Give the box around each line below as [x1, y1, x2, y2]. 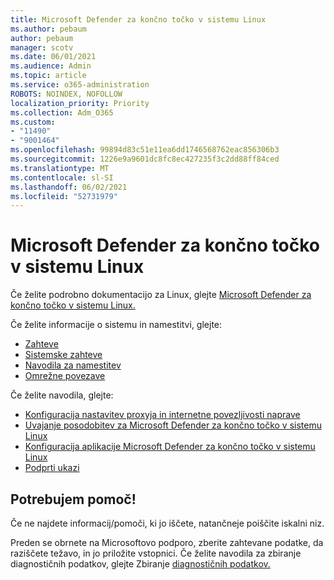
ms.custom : [10, 117, 56, 127]
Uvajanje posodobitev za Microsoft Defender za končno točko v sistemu [24, 419, 322, 431]
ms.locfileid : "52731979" [10, 191, 118, 201]
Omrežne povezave [24, 370, 106, 382]
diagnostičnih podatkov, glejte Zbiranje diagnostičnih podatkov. [10, 558, 271, 570]
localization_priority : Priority [10, 98, 150, 108]
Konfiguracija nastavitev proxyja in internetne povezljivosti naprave [24, 409, 301, 421]
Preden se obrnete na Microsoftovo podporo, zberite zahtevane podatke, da [10, 537, 324, 548]
